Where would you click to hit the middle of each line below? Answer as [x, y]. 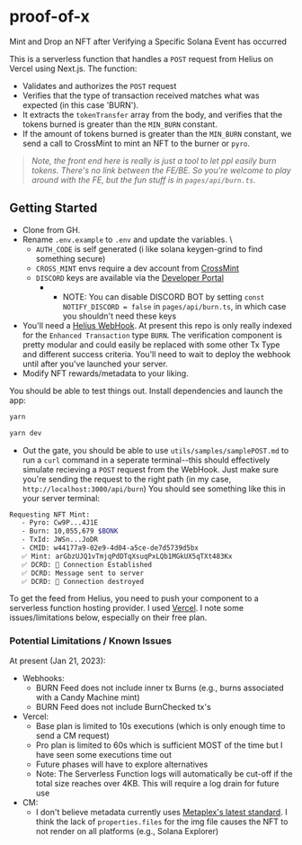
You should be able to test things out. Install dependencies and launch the [146, 391]
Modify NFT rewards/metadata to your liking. [105, 373]
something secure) [71, 258]
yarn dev [26, 433]
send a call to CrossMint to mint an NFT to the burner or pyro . [136, 143]
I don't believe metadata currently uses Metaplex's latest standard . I [161, 812]
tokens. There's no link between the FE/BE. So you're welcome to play [161, 170]
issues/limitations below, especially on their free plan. [108, 617]
